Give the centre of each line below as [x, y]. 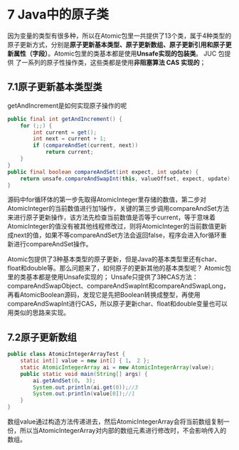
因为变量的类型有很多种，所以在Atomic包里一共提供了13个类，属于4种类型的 [119, 36]
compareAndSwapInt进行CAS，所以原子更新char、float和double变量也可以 [117, 304]
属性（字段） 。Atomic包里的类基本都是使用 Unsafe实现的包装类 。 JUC [115, 53]
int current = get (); [65, 132]
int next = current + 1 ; [70, 139]
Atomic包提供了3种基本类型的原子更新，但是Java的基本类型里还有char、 [114, 259]
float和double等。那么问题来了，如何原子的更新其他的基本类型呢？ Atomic [116, 268]
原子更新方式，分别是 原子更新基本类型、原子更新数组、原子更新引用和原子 [116, 44]
